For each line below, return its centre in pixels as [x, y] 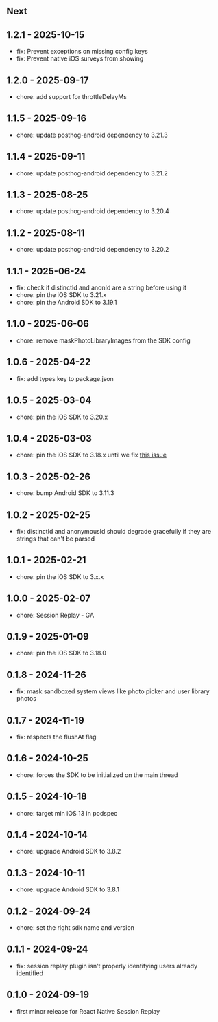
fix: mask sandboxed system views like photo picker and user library [113, 691]
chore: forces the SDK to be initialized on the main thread [97, 775]
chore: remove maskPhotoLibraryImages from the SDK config [103, 340]
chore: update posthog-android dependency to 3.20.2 [93, 250]
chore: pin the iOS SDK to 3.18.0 [61, 653]
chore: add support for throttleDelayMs [72, 97]
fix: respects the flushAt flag [56, 737]
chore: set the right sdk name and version [75, 928]
